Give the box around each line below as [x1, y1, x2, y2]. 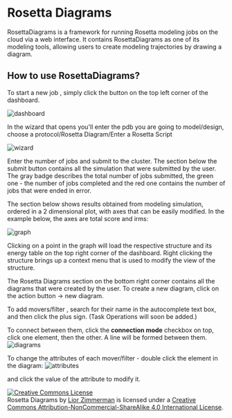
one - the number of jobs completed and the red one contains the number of [7, 179, 226, 187]
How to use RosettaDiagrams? [7, 70, 141, 82]
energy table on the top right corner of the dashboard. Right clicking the [7, 248, 213, 257]
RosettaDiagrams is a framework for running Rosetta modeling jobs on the [7, 28, 218, 36]
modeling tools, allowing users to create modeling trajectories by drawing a [7, 42, 222, 51]
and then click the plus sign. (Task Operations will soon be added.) [7, 312, 197, 320]
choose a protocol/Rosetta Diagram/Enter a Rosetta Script [7, 130, 173, 138]
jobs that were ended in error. [7, 186, 92, 195]
